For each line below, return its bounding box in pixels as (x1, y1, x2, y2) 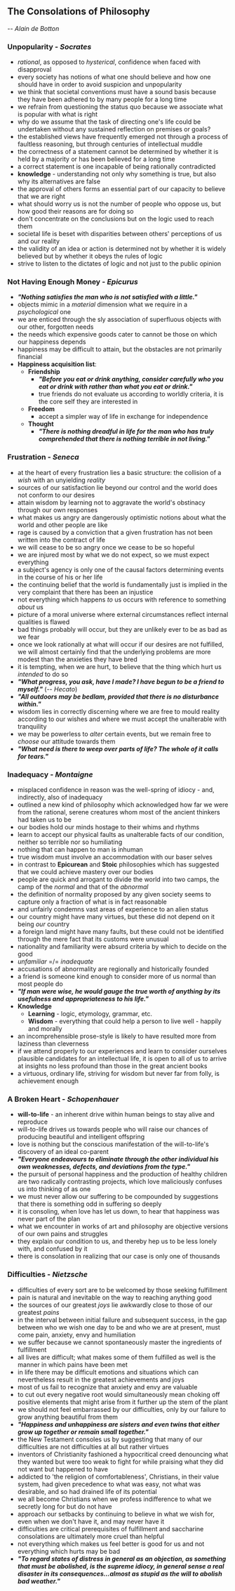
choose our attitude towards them (17, 737, 116, 746)
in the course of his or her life (17, 573, 103, 581)
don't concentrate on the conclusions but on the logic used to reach (17, 214, 214, 223)
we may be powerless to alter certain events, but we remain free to (17, 729, 212, 738)
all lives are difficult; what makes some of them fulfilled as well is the (17, 1353, 216, 1361)
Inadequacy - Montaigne (7, 769, 93, 779)
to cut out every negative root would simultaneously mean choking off (17, 1390, 220, 1398)
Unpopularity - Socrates (7, 41, 92, 51)
